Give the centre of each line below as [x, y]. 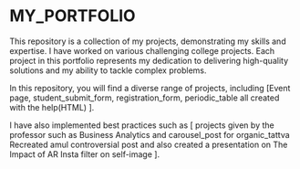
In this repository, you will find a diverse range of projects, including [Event [150, 88]
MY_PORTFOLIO [72, 16]
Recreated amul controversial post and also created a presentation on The [149, 144]
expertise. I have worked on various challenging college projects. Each [142, 50]
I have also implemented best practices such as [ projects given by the [142, 125]
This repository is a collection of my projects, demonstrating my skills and [148, 41]
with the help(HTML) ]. [52, 107]
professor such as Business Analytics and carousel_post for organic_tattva [150, 134]
